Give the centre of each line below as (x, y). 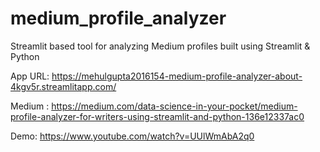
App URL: (30, 76)
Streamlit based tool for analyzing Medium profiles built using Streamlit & (160, 46)
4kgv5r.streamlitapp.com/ (63, 86)
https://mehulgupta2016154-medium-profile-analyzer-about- (177, 76)
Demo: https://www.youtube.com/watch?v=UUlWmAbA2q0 (132, 136)
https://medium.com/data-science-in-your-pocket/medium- (174, 106)
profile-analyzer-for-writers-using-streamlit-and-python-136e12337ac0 (157, 116)
